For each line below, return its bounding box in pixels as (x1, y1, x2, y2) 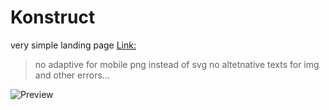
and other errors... (34, 69, 110, 81)
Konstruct (10, 6, 96, 29)
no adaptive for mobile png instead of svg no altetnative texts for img (34, 58, 320, 70)
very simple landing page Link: (10, 39, 137, 51)
